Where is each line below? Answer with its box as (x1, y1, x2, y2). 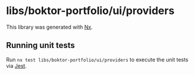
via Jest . (6, 62, 27, 69)
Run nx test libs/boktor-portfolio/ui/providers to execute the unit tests (6, 56, 189, 63)
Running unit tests (6, 40, 75, 50)
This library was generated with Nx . (6, 23, 93, 30)
